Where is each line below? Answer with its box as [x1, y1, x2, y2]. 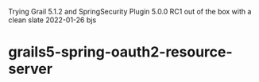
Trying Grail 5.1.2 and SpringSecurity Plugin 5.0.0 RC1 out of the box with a [8, 7, 252, 16]
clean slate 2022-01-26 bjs [8, 15, 97, 25]
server [8, 60, 53, 78]
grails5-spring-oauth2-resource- [8, 43, 233, 61]
